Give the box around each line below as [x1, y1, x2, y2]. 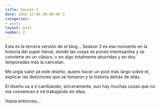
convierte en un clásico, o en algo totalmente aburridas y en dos [5, 54, 136, 59]
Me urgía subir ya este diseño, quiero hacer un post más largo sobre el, [5, 69, 150, 74]
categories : [5, 16, 30, 21]
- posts [5, 21, 21, 26]
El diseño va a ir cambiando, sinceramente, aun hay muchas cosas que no [5, 83, 156, 89]
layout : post [5, 26, 32, 30]
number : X [5, 30, 26, 35]
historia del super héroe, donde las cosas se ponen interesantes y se [5, 49, 145, 54]
